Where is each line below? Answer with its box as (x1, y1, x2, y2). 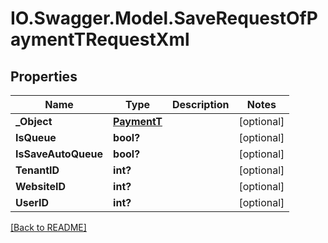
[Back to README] (10, 222, 87, 233)
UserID (15, 196, 50, 209)
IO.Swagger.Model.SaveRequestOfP (10, 7, 318, 30)
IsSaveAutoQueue (15, 147, 104, 161)
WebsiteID (15, 180, 66, 193)
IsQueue (15, 131, 57, 144)
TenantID (15, 163, 60, 177)
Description (171, 98, 230, 111)
